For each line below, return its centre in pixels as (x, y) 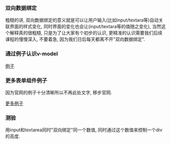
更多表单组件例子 (26, 80)
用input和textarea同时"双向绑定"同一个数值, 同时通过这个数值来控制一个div (84, 130)
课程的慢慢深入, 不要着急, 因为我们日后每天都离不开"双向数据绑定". (75, 39)
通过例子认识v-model (32, 54)
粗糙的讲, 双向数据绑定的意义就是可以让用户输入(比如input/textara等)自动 (82, 20)
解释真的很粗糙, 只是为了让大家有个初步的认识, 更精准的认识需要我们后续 (86, 33)
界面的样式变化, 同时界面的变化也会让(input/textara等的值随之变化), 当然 (86, 27)
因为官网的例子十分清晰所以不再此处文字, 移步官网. (59, 92)
